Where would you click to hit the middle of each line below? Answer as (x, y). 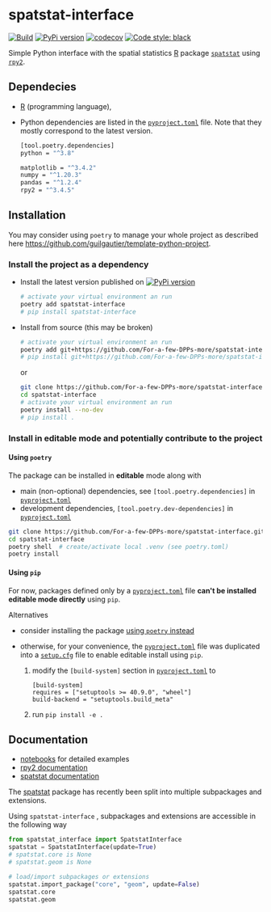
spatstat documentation (59, 776)
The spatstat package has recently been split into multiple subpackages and (135, 792)
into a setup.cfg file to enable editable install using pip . (111, 654)
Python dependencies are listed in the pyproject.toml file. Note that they (141, 122)
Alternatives (28, 614)
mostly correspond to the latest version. (86, 130)
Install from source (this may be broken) (86, 327)
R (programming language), (66, 106)
